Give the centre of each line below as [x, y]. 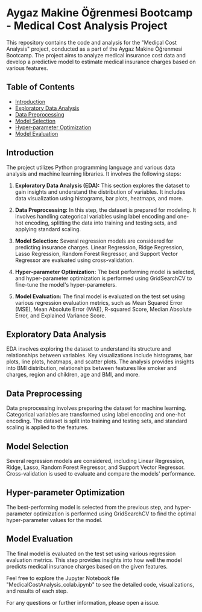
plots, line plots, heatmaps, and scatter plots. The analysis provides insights [100, 362]
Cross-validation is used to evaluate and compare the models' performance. [101, 473]
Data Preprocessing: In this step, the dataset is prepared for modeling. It [106, 210]
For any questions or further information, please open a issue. [83, 602]
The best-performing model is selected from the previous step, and [90, 507]
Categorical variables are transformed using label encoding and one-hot [96, 415]
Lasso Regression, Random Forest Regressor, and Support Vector [96, 253]
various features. [27, 68]
